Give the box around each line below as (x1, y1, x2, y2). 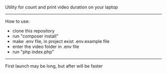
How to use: (5, 18, 30, 24)
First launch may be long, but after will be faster (5, 63, 103, 69)
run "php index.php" (12, 49, 54, 55)
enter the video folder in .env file (12, 44, 80, 49)
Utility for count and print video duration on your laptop (5, 4, 118, 10)
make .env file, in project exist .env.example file (12, 38, 110, 44)
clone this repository (12, 28, 55, 34)
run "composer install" (12, 33, 59, 39)
